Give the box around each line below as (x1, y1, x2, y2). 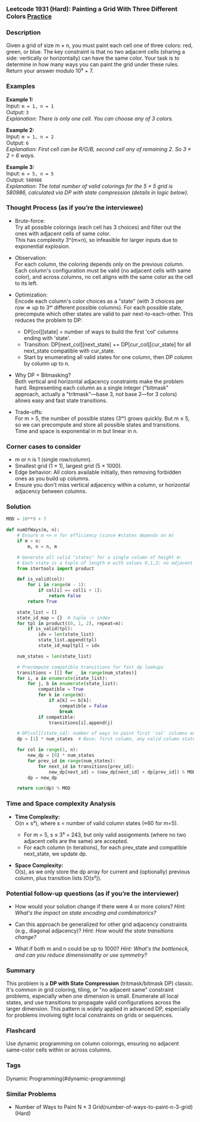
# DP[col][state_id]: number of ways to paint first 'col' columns (17, 731, 187, 737)
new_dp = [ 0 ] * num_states (27, 752, 95, 759)
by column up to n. (23, 360, 70, 367)
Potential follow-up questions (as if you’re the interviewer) (6, 889, 179, 897)
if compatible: (37, 714, 76, 720)
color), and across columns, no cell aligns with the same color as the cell (14, 273, 193, 280)
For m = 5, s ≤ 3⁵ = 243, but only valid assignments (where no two (23, 831, 186, 838)
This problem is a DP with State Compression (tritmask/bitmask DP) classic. (6, 980, 193, 987)
